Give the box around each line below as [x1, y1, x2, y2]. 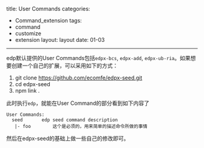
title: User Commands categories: [6, 5, 90, 12]
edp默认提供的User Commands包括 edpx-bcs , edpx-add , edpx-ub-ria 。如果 [6, 55, 191, 61]
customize [15, 30, 41, 37]
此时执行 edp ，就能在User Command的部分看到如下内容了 [6, 99, 150, 107]
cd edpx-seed [15, 81, 50, 87]
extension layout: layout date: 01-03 [15, 36, 105, 43]
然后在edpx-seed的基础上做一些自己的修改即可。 [6, 135, 129, 142]
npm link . [15, 87, 40, 94]
